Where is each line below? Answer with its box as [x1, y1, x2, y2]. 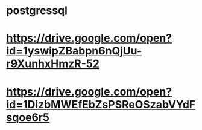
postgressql [6, 4, 68, 18]
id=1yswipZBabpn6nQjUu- [6, 44, 142, 58]
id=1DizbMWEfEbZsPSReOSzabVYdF [6, 97, 196, 111]
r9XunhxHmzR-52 [6, 57, 99, 71]
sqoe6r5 [6, 110, 50, 124]
